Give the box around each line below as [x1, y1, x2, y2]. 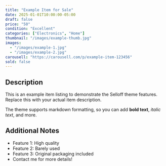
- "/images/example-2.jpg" [10, 50, 67, 55]
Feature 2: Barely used [12, 145, 60, 151]
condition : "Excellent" [5, 26, 56, 31]
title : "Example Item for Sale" [5, 7, 73, 13]
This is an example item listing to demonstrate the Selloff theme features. [5, 92, 158, 98]
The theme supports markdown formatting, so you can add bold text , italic [5, 107, 161, 113]
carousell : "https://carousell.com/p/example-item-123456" [5, 54, 133, 60]
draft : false [5, 17, 33, 22]
